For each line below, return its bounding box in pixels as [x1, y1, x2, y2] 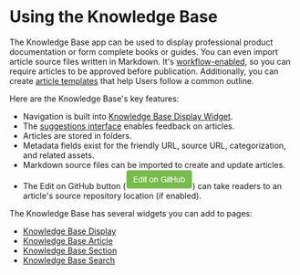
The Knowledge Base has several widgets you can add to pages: [9, 207, 253, 218]
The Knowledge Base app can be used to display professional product [9, 37, 274, 48]
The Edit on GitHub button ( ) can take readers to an [22, 180, 283, 191]
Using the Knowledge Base [9, 6, 218, 27]
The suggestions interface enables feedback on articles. [22, 121, 235, 132]
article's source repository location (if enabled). [22, 190, 202, 201]
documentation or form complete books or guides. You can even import [9, 46, 278, 57]
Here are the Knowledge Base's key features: [9, 93, 180, 104]
